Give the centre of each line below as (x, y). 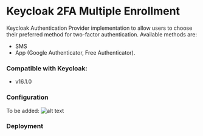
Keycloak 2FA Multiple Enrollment (93, 11)
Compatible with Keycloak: (47, 68)
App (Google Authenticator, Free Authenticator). (75, 52)
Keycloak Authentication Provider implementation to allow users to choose (99, 28)
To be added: (23, 110)
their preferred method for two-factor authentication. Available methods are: (102, 34)
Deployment (25, 126)
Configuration (27, 97)
